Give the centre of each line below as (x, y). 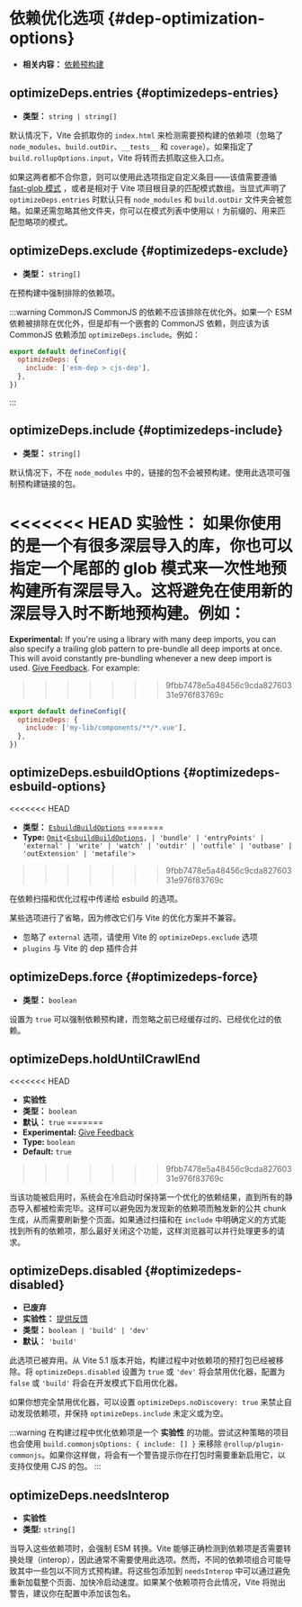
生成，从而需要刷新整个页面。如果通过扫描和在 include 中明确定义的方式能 (147, 1219)
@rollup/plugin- (254, 1445)
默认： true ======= (63, 1121)
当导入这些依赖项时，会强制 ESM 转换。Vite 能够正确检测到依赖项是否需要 (147, 1548)
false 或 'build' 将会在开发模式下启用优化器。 (96, 1383)
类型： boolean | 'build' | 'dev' (86, 1330)
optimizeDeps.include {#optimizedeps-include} (146, 430)
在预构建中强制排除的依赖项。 (64, 293)
